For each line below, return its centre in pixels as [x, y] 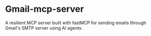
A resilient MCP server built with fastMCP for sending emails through [76, 23]
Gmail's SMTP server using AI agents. [44, 28]
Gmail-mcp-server [45, 9]
